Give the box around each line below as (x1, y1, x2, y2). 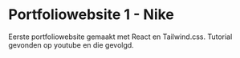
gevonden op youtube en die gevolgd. (8, 40, 134, 49)
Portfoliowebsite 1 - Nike (8, 6, 175, 24)
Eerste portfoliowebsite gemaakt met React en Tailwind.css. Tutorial (8, 32, 233, 41)
